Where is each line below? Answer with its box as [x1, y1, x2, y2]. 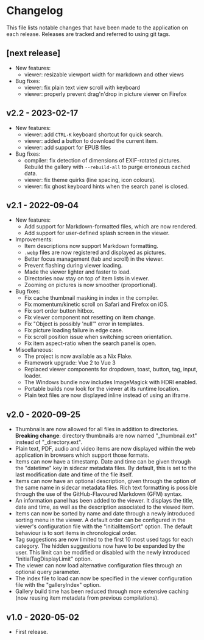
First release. [15, 628, 48, 635]
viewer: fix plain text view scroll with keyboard [24, 84, 141, 91]
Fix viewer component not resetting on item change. [24, 314, 155, 321]
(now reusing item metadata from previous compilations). [15, 594, 160, 602]
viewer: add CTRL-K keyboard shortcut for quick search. [24, 131, 163, 138]
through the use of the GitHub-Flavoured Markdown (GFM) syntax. [15, 490, 183, 498]
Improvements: [15, 236, 53, 243]
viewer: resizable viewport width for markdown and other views [24, 71, 185, 78]
